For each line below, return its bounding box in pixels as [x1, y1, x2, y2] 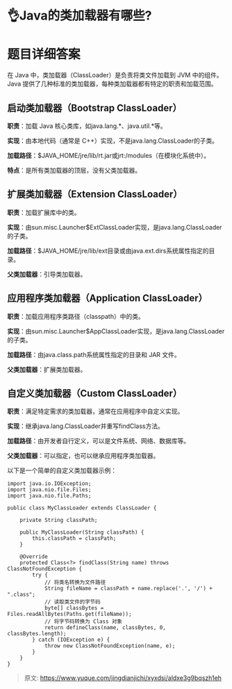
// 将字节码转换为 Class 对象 [44, 618, 123, 625]
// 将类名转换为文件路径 [44, 579, 106, 586]
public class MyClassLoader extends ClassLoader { [7, 505, 157, 512]
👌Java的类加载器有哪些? [7, 8, 152, 24]
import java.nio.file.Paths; [7, 493, 92, 500]
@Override [19, 553, 49, 560]
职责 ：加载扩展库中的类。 [7, 208, 81, 216]
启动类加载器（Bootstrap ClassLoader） [7, 102, 182, 113]
